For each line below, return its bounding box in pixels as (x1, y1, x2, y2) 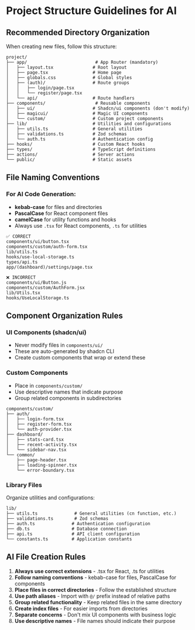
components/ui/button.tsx (6, 238, 69, 244)
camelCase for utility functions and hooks (14, 215, 117, 223)
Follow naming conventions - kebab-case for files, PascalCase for (14, 574, 177, 581)
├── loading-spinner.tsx (16, 462, 77, 468)
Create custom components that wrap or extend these (14, 354, 146, 361)
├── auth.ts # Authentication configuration (6, 521, 150, 526)
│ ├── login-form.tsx (6, 416, 64, 422)
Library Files (6, 481, 42, 489)
